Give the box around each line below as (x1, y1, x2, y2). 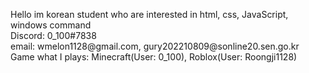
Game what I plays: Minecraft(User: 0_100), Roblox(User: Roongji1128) (10, 51, 298, 63)
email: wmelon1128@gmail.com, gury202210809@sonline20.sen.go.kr (10, 40, 300, 52)
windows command (10, 19, 92, 31)
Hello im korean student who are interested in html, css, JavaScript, (10, 9, 289, 20)
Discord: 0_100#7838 (10, 30, 97, 41)
